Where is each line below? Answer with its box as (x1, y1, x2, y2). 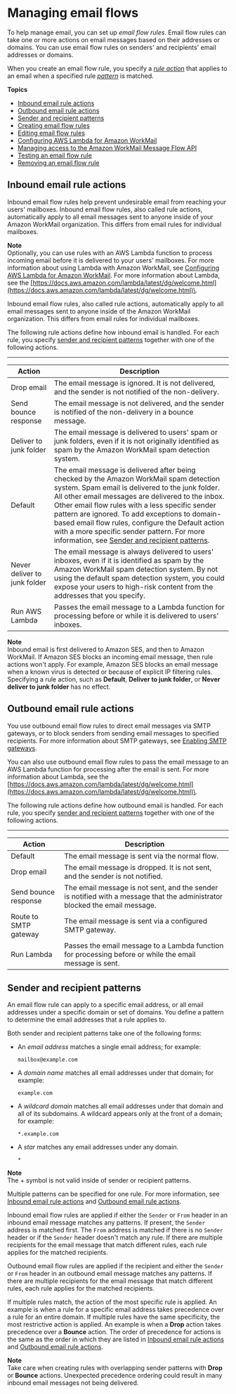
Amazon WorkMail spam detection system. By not (53, 564, 218, 574)
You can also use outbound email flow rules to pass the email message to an (7, 757, 229, 766)
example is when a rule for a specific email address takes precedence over (7, 1305, 225, 1314)
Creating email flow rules (17, 121, 90, 129)
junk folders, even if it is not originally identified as (53, 436, 219, 445)
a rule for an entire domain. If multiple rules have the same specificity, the (7, 1312, 220, 1322)
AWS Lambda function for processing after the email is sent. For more (7, 764, 209, 774)
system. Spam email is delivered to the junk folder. (53, 483, 220, 493)
